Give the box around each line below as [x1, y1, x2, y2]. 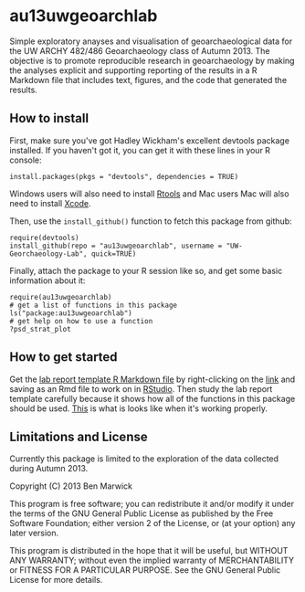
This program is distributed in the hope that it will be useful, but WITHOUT [9, 545, 289, 556]
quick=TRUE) [90, 248, 137, 259]
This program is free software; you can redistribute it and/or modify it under [9, 499, 295, 510]
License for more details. [9, 575, 103, 586]
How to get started [9, 349, 118, 365]
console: [9, 154, 43, 165]
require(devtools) [9, 233, 79, 242]
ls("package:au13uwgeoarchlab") [9, 308, 132, 318]
